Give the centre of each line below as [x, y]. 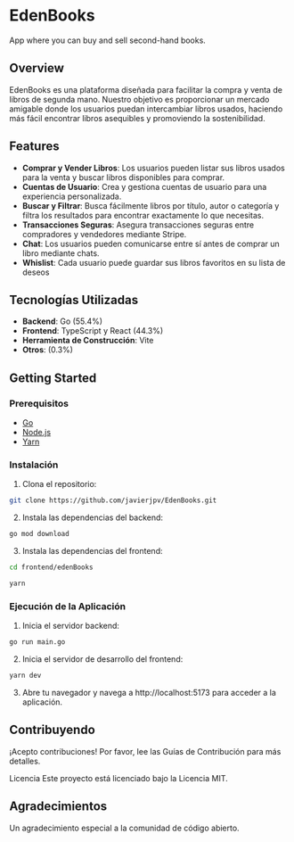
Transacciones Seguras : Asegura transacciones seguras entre [138, 225]
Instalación [34, 465]
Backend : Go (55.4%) [62, 321]
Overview [37, 68]
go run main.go [37, 642]
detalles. [25, 761]
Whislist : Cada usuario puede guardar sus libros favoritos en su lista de [154, 262]
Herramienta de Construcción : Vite [88, 341]
